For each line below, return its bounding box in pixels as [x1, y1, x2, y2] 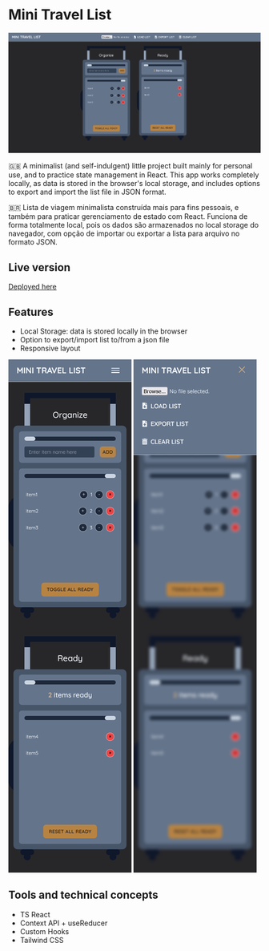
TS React [19, 909, 50, 919]
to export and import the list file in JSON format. [8, 187, 167, 197]
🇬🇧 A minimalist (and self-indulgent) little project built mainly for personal [8, 161, 253, 171]
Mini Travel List [8, 6, 112, 24]
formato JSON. [8, 237, 58, 247]
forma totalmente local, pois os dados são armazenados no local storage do [8, 221, 259, 230]
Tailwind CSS [19, 935, 64, 945]
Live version [8, 261, 70, 274]
